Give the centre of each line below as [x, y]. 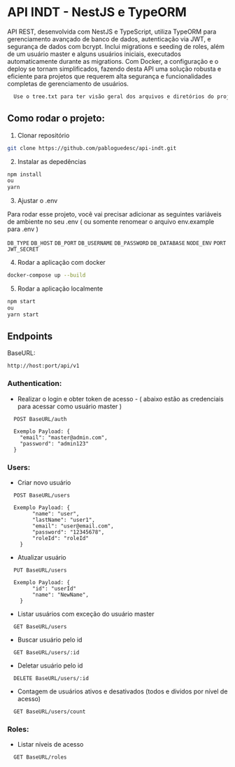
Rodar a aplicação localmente [60, 289]
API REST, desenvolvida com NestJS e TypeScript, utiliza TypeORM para [112, 32]
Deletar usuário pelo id [50, 665]
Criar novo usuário [44, 483]
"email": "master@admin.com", [64, 437]
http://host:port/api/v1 [43, 366]
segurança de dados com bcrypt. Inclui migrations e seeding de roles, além [116, 46]
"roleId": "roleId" [61, 539]
